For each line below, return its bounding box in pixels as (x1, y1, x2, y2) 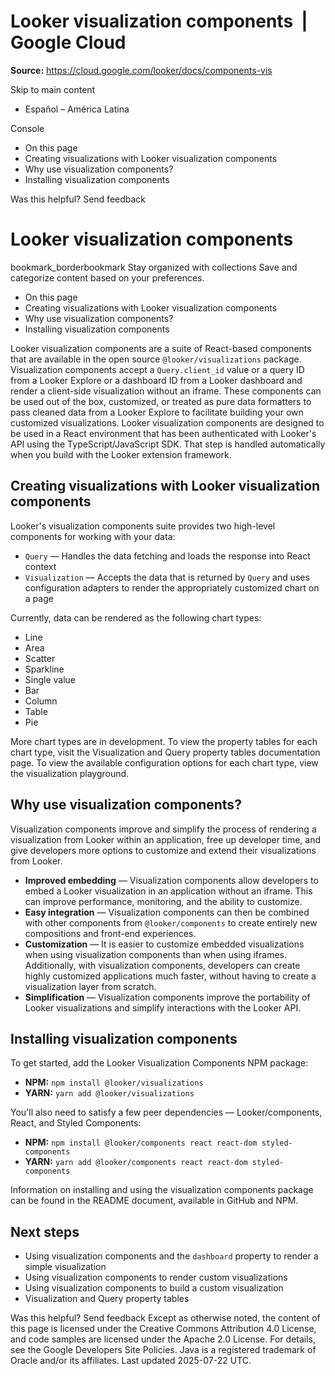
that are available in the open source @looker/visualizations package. (10, 353, 302, 365)
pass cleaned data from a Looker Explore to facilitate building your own (10, 406, 304, 418)
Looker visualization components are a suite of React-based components (10, 342, 312, 354)
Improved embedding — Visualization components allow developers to (24, 874, 319, 886)
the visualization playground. (10, 767, 130, 779)
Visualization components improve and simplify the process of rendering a (10, 823, 317, 835)
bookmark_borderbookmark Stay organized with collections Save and (10, 261, 298, 273)
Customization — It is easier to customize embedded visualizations (24, 938, 305, 950)
